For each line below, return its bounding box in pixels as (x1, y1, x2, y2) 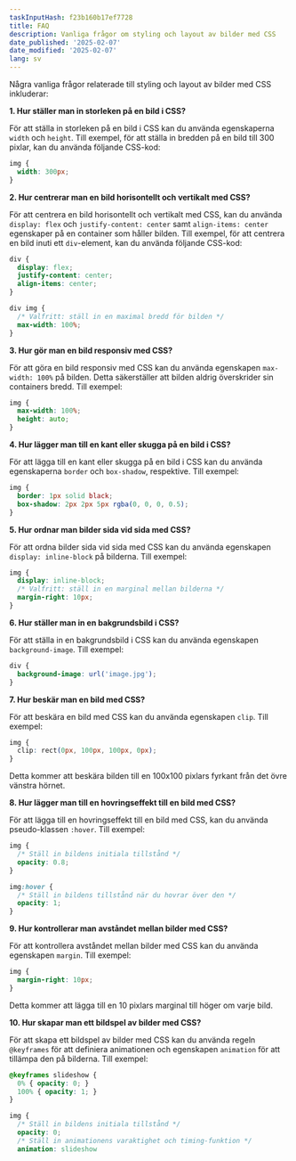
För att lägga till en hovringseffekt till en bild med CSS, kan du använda (9, 814, 268, 825)
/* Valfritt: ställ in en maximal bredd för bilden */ (17, 312, 225, 321)
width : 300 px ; (17, 167, 69, 176)
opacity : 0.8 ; (17, 857, 69, 867)
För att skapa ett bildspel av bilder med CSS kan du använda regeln (9, 1034, 256, 1045)
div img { (9, 304, 46, 313)
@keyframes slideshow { (9, 1070, 98, 1079)
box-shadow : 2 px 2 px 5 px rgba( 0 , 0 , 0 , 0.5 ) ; (17, 500, 189, 509)
